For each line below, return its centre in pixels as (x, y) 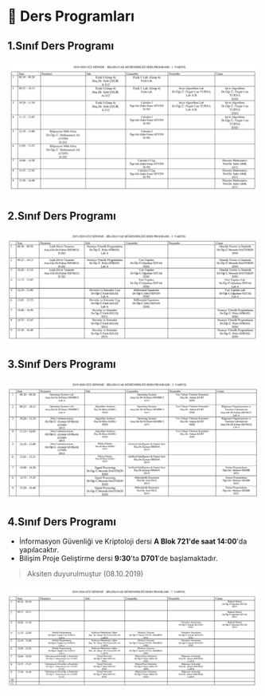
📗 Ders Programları (71, 16)
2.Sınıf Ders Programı (62, 216)
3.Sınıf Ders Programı (62, 364)
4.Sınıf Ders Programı (62, 522)
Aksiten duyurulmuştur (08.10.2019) (85, 573)
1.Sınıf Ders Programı (61, 46)
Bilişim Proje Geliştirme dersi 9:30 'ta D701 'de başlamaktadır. (118, 558)
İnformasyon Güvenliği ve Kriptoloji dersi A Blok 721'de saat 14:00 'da (133, 541)
